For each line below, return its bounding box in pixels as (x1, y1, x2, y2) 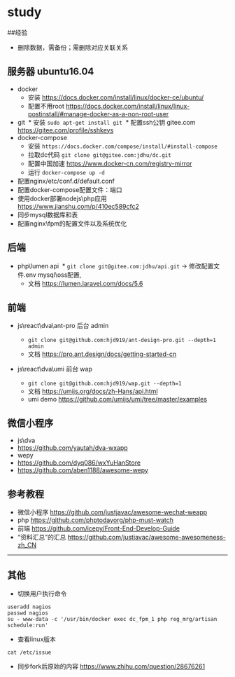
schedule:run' (7, 622, 49, 629)
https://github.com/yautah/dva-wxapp (17, 444, 128, 452)
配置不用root (27, 102, 65, 110)
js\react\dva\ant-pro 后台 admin (17, 322, 109, 330)
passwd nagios (7, 609, 49, 617)
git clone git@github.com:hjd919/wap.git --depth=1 (27, 380, 182, 388)
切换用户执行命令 (17, 589, 67, 598)
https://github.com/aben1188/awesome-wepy (17, 466, 149, 474)
